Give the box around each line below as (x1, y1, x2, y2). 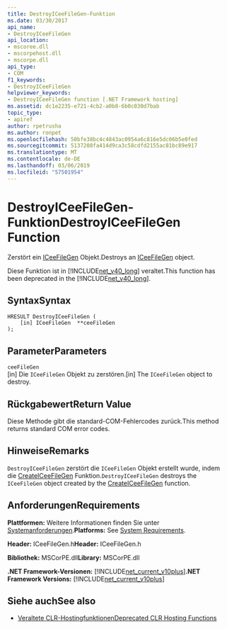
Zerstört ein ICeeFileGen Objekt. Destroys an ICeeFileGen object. (7, 252, 195, 261)
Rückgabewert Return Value (7, 398, 132, 410)
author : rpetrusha (7, 122, 62, 130)
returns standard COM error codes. (7, 425, 110, 433)
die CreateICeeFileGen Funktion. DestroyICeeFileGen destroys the (7, 471, 197, 479)
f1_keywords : (7, 76, 46, 84)
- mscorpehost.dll (7, 50, 62, 57)
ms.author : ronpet (7, 129, 62, 136)
